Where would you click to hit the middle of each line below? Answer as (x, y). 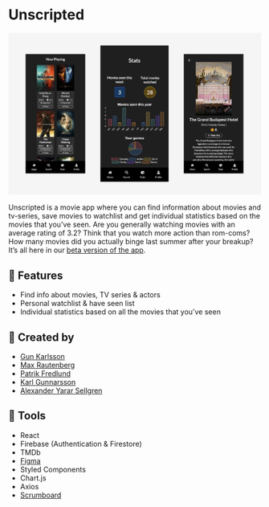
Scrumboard (41, 495)
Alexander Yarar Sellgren (61, 390)
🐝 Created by (41, 337)
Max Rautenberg (47, 365)
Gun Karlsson (43, 356)
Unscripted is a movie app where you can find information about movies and (135, 207)
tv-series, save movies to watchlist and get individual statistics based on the (134, 216)
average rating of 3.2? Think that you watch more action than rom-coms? (129, 233)
